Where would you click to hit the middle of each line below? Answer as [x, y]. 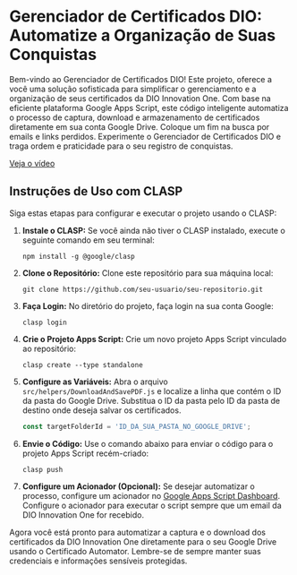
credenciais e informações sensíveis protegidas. [98, 561]
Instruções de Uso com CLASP [96, 191]
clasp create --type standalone [82, 365]
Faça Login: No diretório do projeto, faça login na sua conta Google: [148, 305]
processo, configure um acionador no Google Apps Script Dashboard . [151, 495]
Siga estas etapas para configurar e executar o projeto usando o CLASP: [143, 213]
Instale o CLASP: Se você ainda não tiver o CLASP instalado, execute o [154, 230]
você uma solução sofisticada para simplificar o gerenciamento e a [133, 89]
